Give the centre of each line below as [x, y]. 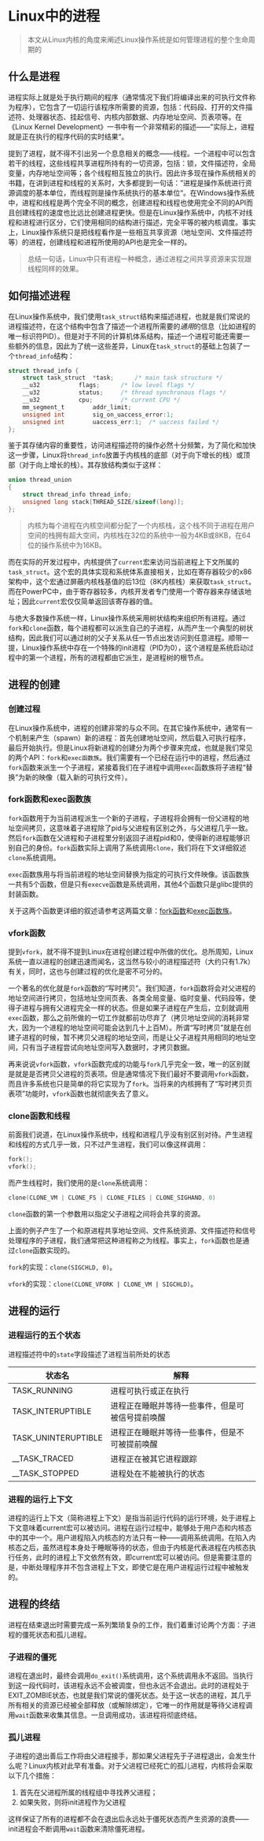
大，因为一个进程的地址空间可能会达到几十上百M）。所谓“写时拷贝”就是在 [126, 1028]
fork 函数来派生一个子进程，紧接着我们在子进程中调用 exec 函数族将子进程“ [127, 767]
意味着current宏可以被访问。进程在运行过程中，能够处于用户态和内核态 [137, 1528]
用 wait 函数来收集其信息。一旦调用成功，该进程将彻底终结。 [105, 1715]
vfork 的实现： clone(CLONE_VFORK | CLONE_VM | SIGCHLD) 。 [103, 1284]
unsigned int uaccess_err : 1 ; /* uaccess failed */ [121, 422]
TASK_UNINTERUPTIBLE [58, 1437]
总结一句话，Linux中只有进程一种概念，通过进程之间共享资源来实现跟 [139, 259]
